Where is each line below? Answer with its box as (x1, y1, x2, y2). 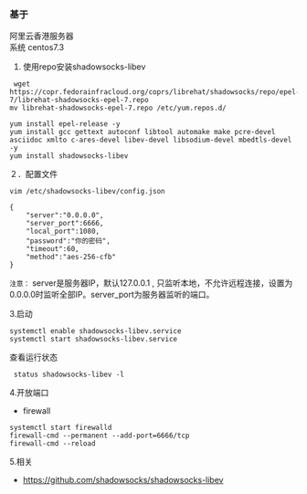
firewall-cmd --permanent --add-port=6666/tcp (9, 431, 190, 440)
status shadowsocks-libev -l (13, 370, 125, 380)
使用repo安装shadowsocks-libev (22, 61, 146, 72)
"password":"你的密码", (26, 236, 111, 246)
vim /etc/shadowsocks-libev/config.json (9, 187, 166, 196)
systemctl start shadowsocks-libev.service (9, 335, 178, 344)
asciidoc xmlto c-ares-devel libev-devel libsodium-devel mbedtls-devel (9, 135, 292, 145)
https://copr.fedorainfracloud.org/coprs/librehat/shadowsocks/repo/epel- (9, 88, 301, 97)
